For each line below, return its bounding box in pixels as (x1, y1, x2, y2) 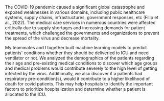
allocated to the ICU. (5, 91, 47, 97)
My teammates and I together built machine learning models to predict (5, 45, 147, 50)
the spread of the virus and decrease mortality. (5, 35, 100, 41)
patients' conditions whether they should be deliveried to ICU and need (5, 50, 149, 56)
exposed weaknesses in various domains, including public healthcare (5, 9, 145, 15)
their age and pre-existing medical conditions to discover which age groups (5, 61, 158, 66)
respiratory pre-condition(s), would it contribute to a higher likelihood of (5, 76, 150, 81)
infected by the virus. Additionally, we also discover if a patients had (5, 71, 143, 76)
